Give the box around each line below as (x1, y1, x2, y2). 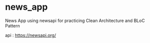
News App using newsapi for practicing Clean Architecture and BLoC (5, 18, 145, 23)
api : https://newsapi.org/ (5, 32, 57, 38)
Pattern (5, 22, 20, 28)
